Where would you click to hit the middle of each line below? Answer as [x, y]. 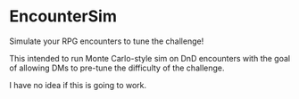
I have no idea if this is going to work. [78, 85]
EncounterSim [63, 16]
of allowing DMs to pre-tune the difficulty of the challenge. [117, 68]
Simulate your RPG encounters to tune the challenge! [107, 41]
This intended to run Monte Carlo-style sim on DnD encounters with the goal [150, 58]
